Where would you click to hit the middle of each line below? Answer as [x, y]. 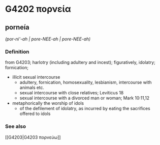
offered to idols [35, 114]
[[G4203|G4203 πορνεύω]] [33, 137]
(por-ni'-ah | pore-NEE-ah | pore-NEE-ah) [48, 39]
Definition [17, 52]
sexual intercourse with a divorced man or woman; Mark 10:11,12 [84, 98]
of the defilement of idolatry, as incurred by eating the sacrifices [85, 109]
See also [16, 126]
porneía [17, 27]
